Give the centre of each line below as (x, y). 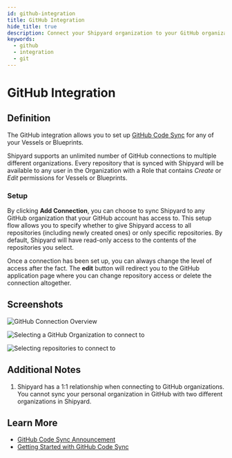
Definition (29, 118)
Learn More (32, 423)
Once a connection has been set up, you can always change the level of (109, 261)
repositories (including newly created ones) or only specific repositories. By (115, 233)
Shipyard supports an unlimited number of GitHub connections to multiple (112, 156)
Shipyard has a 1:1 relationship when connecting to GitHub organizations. (120, 386)
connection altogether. (39, 283)
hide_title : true (32, 26)
